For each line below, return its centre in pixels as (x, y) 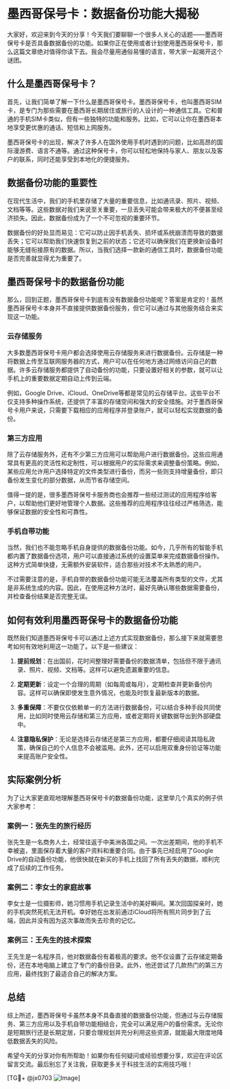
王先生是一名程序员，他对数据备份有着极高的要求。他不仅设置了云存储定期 (112, 956)
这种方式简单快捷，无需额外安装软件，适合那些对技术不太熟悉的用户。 (106, 565)
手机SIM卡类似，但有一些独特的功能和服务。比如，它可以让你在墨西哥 (117, 119)
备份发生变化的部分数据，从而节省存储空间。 (70, 480)
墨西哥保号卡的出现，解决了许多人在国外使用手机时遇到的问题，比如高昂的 (112, 142)
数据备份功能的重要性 (52, 183)
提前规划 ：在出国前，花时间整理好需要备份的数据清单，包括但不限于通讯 (119, 661)
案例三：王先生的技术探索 (49, 940)
